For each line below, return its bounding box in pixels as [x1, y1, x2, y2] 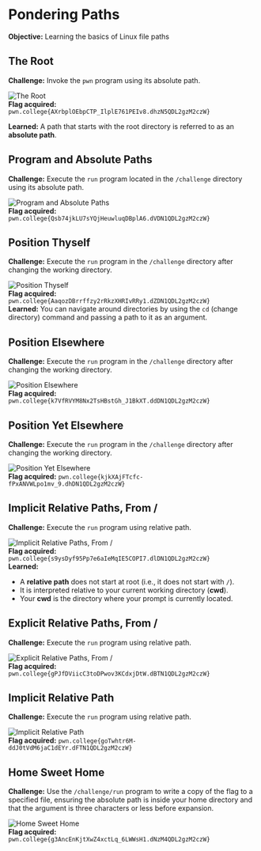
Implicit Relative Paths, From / [8, 501, 158, 515]
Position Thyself [8, 236, 91, 249]
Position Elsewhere [8, 335, 105, 349]
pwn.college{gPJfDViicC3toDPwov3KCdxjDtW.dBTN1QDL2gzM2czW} [8, 670, 211, 678]
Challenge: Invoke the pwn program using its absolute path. [8, 75, 201, 85]
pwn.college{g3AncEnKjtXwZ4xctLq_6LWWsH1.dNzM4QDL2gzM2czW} [8, 836, 211, 844]
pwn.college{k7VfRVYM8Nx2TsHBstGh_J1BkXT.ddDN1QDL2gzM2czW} [8, 397, 211, 405]
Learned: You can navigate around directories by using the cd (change [8, 304, 239, 314]
